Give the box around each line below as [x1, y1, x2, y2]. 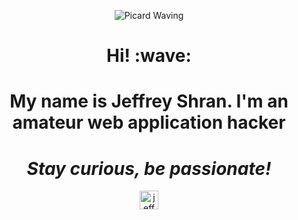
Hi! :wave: [106, 45, 192, 67]
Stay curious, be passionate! [26, 157, 272, 180]
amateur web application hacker [12, 111, 286, 134]
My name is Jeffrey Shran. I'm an [9, 90, 289, 113]
